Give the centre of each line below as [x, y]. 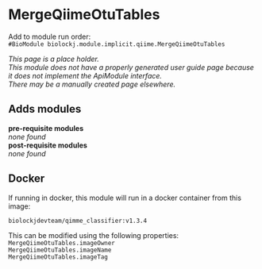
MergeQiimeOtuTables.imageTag [58, 257]
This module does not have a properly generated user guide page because [131, 67]
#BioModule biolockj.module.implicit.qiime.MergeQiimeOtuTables [117, 44]
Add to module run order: [50, 37]
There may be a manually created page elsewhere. [92, 84]
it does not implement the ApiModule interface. [85, 75]
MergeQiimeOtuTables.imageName [60, 250]
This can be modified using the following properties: [94, 235]
